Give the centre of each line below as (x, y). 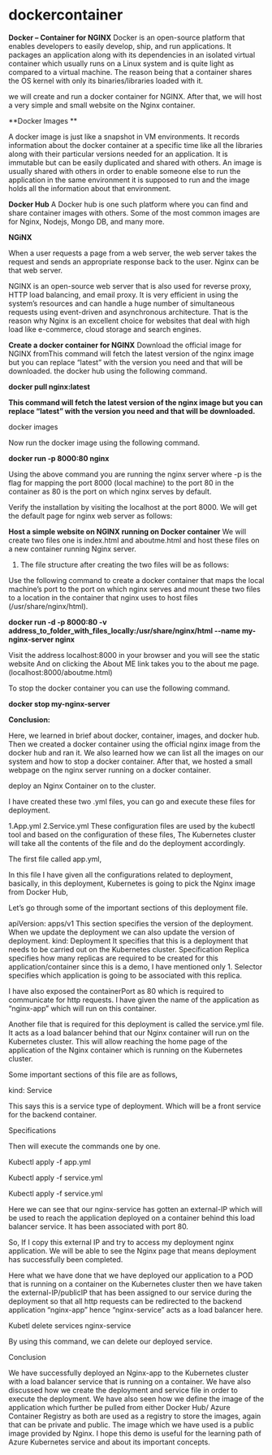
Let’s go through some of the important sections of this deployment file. (128, 908)
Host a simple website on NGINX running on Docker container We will (127, 531)
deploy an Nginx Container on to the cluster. (82, 786)
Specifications (32, 1130)
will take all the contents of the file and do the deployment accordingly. (127, 843)
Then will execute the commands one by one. (84, 1146)
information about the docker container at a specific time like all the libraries (136, 145)
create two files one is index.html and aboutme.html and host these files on (134, 540)
